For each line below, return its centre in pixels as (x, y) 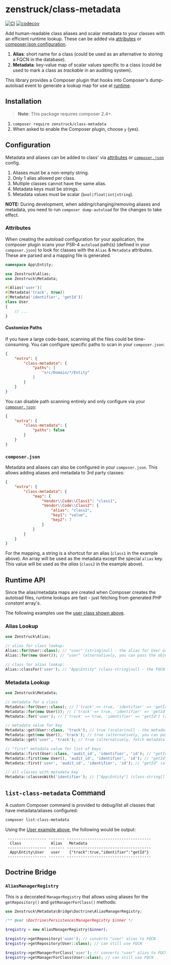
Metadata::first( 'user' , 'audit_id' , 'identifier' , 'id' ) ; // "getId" (82, 763)
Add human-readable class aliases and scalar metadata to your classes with (85, 33)
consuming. (18, 344)
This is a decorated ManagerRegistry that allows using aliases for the (77, 896)
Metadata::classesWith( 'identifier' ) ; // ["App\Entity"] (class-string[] (85, 777)
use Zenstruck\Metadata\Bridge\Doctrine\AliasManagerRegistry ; (74, 911)
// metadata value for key (34, 726)
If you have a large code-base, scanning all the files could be (69, 339)
